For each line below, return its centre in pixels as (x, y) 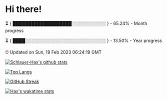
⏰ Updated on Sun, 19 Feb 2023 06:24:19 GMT (53, 52)
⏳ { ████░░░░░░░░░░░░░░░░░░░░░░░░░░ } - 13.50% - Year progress (84, 40)
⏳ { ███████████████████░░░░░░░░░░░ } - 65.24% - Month (76, 23)
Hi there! (23, 9)
